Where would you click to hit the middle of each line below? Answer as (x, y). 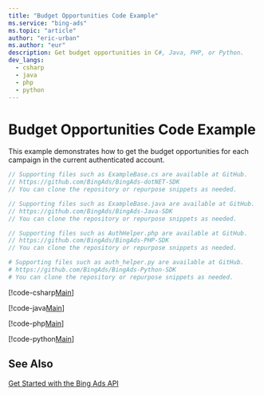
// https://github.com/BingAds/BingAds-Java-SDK (91, 211)
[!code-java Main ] (37, 307)
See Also (31, 364)
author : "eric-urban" (44, 38)
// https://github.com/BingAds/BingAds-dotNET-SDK (94, 182)
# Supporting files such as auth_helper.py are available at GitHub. (126, 263)
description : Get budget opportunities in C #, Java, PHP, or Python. (126, 53)
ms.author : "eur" (37, 46)
